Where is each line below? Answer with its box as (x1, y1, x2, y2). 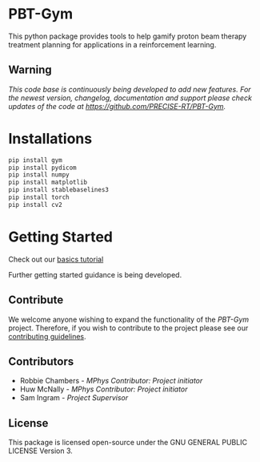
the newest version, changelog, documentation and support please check (8, 93, 252, 103)
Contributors (8, 355, 74, 368)
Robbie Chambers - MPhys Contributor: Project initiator (19, 376, 203, 386)
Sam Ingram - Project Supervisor (19, 393, 129, 403)
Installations (8, 129, 93, 148)
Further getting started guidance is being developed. (8, 269, 182, 279)
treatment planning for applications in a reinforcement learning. (8, 39, 217, 49)
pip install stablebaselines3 (8, 186, 110, 194)
